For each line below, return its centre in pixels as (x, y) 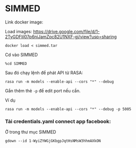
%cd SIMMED (16, 63)
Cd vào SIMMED (21, 55)
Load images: (19, 31)
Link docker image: (24, 22)
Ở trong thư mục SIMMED (31, 132)
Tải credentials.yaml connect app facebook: (58, 121)
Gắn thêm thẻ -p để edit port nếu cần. (43, 90)
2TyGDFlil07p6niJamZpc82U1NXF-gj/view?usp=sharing (61, 37)
